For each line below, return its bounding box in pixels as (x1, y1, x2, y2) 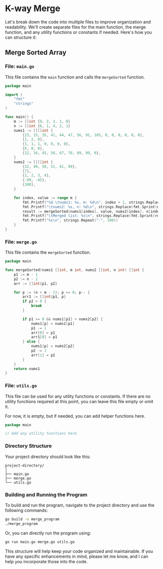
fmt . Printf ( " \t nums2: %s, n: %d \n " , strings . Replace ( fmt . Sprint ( (22, 204, 158, 209)
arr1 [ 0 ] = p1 (31, 335, 57, 340)
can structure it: (5, 34, 37, 40)
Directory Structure (5, 442, 52, 449)
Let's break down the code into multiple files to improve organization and (5, 19, 151, 25)
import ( (5, 92, 23, 97)
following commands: (5, 507, 48, 513)
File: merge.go (5, 238, 37, 245)
